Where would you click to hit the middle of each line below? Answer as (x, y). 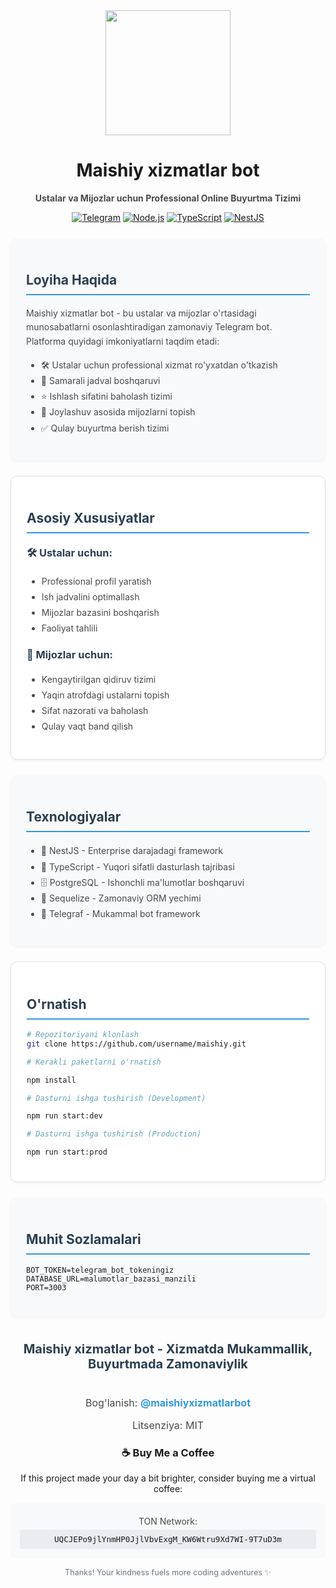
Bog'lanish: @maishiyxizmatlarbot (168, 1402)
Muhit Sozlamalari (84, 1239)
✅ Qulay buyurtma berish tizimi (105, 428)
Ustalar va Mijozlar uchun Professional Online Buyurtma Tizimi (168, 198)
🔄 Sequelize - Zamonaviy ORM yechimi (121, 898)
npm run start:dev (64, 1116)
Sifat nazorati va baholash (95, 711)
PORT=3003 (46, 1287)
